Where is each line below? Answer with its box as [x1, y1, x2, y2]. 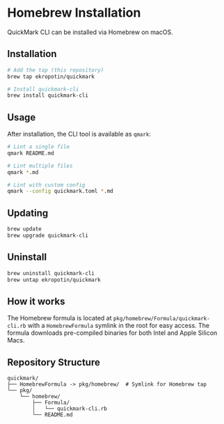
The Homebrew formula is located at [7, 314, 112, 322]
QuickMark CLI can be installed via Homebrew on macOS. [7, 28, 174, 36]
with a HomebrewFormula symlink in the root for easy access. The [27, 322, 210, 330]
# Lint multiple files [7, 162, 73, 169]
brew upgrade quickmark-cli [7, 232, 89, 239]
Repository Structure [7, 356, 101, 368]
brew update [7, 226, 42, 233]
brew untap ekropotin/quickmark [7, 276, 101, 283]
